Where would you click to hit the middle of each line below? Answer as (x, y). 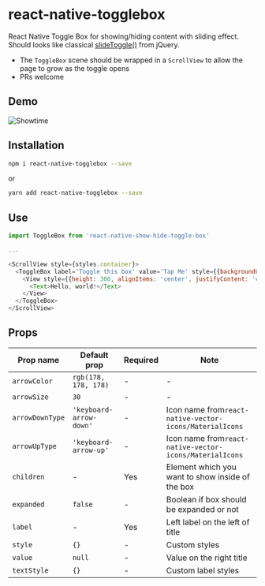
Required (141, 360)
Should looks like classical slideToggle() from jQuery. (94, 44)
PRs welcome (42, 77)
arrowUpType (35, 446)
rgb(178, (88, 377)
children (28, 476)
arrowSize (30, 397)
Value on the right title (207, 558)
